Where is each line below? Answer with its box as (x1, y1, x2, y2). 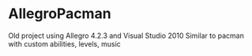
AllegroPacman (8, 5, 112, 23)
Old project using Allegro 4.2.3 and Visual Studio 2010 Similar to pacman (8, 31, 245, 40)
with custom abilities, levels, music (8, 39, 121, 48)
